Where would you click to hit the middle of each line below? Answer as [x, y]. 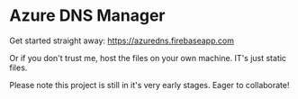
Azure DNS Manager [87, 16]
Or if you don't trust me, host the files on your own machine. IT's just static [148, 58]
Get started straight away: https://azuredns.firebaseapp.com [122, 40]
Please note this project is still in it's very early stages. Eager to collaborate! [149, 85]
